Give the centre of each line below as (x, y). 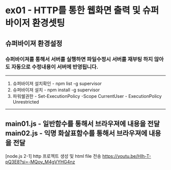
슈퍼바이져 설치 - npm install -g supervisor (56, 90)
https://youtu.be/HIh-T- (127, 156)
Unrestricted (26, 101)
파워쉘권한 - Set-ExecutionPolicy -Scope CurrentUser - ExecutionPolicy (87, 96)
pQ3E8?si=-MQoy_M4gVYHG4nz (40, 162)
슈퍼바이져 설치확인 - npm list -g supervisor (57, 83)
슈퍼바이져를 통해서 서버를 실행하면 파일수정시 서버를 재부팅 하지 (79, 59)
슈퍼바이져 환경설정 (34, 43)
